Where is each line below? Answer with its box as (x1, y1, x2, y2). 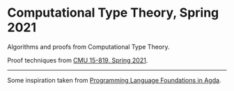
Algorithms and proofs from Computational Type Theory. (7, 42, 170, 51)
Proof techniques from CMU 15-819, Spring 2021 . (7, 56, 148, 64)
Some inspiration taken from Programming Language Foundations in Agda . (7, 76, 221, 84)
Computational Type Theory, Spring (7, 5, 219, 21)
